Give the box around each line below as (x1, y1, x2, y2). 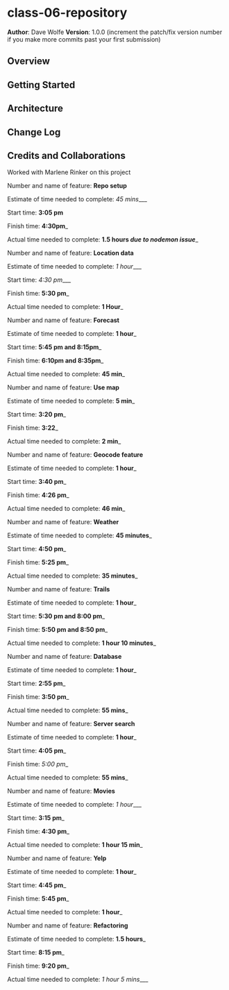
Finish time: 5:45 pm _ (7, 894, 69, 903)
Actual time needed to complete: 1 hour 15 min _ (7, 841, 144, 849)
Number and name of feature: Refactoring (7, 921, 128, 930)
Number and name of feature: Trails (7, 585, 110, 594)
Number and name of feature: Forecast (7, 316, 120, 324)
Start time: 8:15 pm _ (7, 948, 65, 957)
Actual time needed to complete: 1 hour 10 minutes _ (7, 639, 156, 647)
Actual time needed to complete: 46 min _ (7, 505, 126, 513)
